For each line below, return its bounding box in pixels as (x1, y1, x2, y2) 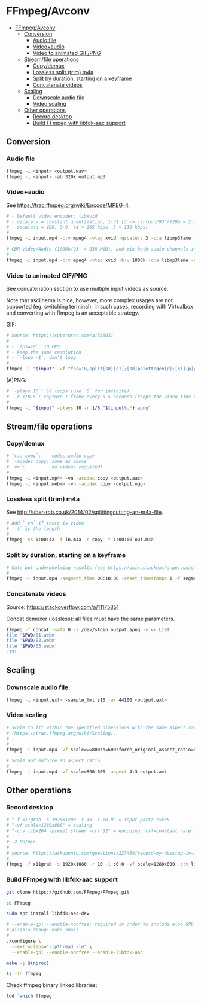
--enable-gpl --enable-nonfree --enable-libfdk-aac (11, 949, 144, 955)
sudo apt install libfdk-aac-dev (6, 910, 90, 916)
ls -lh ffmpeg (6, 971, 42, 977)
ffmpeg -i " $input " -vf (6, 366, 66, 372)
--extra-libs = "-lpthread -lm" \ (11, 943, 93, 949)
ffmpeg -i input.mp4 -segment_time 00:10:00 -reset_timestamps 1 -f (6, 575, 181, 581)
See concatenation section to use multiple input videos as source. (6, 285, 169, 292)
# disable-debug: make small (6, 927, 79, 933)
